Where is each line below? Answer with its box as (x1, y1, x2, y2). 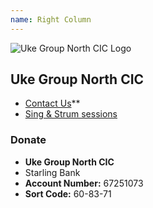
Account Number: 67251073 (24, 177, 144, 189)
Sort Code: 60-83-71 (24, 187, 112, 200)
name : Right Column (10, 14, 92, 25)
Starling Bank (24, 166, 81, 178)
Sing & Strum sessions (24, 108, 118, 120)
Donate (10, 133, 47, 147)
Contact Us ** (24, 97, 81, 110)
